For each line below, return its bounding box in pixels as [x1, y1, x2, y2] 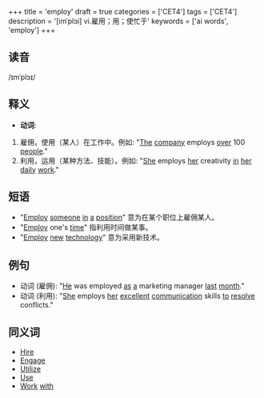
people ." [19, 146, 48, 155]
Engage [19, 356, 46, 365]
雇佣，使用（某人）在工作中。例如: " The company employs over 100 [19, 137, 246, 147]
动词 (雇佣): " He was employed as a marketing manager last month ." [19, 281, 245, 291]
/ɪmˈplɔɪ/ [8, 72, 36, 82]
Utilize [19, 364, 42, 374]
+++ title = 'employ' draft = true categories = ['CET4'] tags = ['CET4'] [8, 7, 238, 16]
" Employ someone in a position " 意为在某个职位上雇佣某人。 [19, 212, 219, 223]
